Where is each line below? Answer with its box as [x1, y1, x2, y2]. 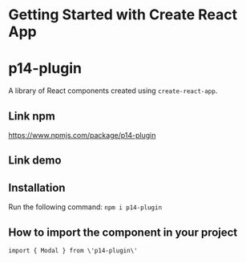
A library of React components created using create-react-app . [8, 86, 218, 95]
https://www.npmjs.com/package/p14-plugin [8, 130, 156, 140]
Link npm [8, 109, 56, 123]
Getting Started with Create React [8, 6, 238, 24]
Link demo [8, 154, 62, 168]
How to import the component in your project [8, 225, 238, 239]
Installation [8, 180, 66, 194]
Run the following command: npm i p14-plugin [8, 202, 163, 212]
